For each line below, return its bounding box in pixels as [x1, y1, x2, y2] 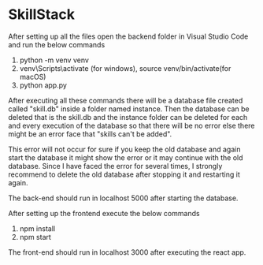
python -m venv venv [19, 55, 89, 65]
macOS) [19, 72, 46, 81]
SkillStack [8, 6, 76, 24]
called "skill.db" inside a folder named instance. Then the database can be [8, 104, 250, 114]
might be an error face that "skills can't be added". [8, 129, 172, 139]
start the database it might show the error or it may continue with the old [8, 152, 243, 162]
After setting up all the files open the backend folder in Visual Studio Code [8, 32, 249, 41]
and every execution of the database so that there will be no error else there [8, 121, 255, 130]
